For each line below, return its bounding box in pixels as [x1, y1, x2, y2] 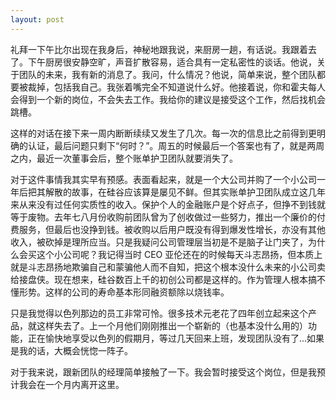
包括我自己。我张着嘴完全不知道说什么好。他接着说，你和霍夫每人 [53, 81, 326, 93]
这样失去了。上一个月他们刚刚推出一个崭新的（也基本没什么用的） [36, 319, 308, 331]
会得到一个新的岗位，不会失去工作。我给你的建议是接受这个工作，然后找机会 [10, 93, 326, 105]
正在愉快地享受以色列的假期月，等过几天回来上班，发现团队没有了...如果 [27, 332, 325, 344]
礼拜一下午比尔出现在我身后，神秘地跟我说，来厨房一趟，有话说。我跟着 [10, 43, 308, 55]
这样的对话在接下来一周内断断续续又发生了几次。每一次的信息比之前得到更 [10, 127, 317, 139]
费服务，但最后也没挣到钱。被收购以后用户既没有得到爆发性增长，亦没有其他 [10, 223, 326, 235]
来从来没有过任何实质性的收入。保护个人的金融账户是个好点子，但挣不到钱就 [10, 198, 326, 210]
